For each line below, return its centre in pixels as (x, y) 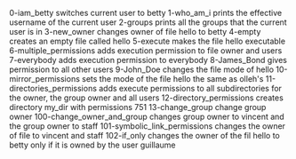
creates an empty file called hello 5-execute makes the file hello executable (148, 41)
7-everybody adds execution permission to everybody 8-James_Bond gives (148, 60)
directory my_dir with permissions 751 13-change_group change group (138, 107)
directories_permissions (53, 88)
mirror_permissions (44, 79)
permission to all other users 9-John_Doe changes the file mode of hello (141, 69)
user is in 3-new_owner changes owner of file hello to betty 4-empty (135, 32)
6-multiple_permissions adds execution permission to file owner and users (146, 51)
